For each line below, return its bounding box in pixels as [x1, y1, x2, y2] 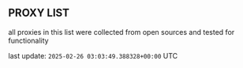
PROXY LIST [8, 6, 69, 20]
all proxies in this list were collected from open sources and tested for [8, 27, 235, 36]
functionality [8, 36, 49, 45]
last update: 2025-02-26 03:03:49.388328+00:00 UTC [8, 51, 178, 60]
